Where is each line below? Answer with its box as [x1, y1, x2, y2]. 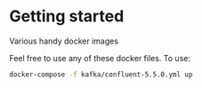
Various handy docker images [9, 36, 118, 46]
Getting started [9, 6, 125, 27]
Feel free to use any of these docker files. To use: [9, 52, 191, 63]
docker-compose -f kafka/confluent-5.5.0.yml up [9, 69, 193, 79]
